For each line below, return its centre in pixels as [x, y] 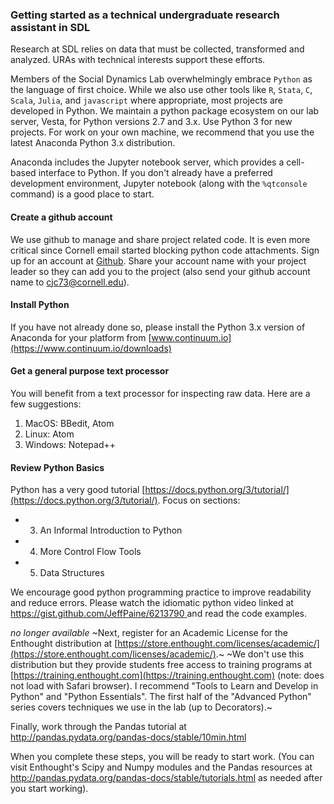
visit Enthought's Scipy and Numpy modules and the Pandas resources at [161, 767]
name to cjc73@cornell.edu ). [70, 282]
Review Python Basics [57, 467]
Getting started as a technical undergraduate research [145, 15]
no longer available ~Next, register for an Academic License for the [149, 633]
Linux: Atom [49, 434]
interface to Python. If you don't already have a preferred [155, 173]
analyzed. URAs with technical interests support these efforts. [138, 60]
